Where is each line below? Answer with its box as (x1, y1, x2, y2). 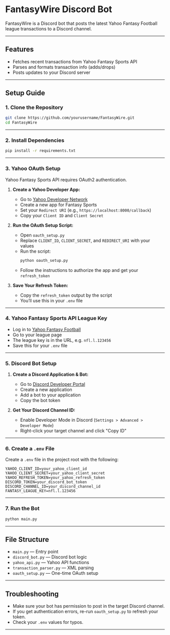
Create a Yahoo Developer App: (12, 186, 80, 192)
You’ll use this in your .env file (20, 297, 83, 303)
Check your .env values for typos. (12, 619, 83, 625)
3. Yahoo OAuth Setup (5, 165, 61, 172)
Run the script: (20, 248, 51, 254)
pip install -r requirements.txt (5, 148, 76, 153)
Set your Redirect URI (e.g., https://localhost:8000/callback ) (20, 207, 152, 213)
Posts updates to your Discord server (12, 69, 91, 75)
